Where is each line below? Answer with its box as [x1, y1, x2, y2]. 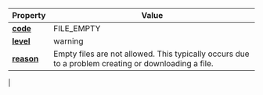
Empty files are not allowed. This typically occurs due [53, 48, 250, 59]
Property [12, 10, 46, 20]
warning [53, 36, 84, 46]
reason [12, 54, 39, 64]
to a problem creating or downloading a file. [53, 58, 214, 69]
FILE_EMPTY [53, 23, 101, 33]
